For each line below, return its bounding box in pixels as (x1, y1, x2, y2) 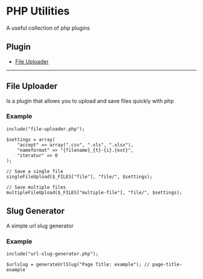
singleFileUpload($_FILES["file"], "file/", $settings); (6, 174, 153, 180)
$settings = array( (6, 136, 56, 143)
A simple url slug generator (6, 222, 74, 229)
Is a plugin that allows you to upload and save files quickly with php (6, 97, 174, 104)
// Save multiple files (6, 184, 66, 190)
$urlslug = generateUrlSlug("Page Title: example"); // (6, 261, 150, 268)
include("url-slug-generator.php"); (6, 251, 98, 257)
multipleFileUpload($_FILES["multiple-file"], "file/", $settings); (6, 189, 182, 195)
